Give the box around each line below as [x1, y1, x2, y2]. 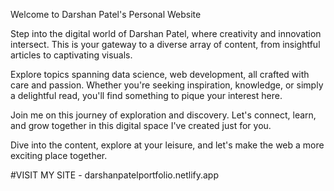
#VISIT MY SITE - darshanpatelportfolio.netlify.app [10, 169, 220, 181]
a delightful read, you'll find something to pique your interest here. [10, 90, 283, 101]
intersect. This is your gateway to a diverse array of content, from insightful [10, 39, 321, 50]
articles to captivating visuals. [10, 49, 133, 61]
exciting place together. [10, 150, 108, 161]
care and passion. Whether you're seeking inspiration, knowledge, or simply [10, 79, 324, 91]
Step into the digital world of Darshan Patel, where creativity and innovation [10, 28, 322, 39]
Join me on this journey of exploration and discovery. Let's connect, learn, [10, 109, 317, 121]
